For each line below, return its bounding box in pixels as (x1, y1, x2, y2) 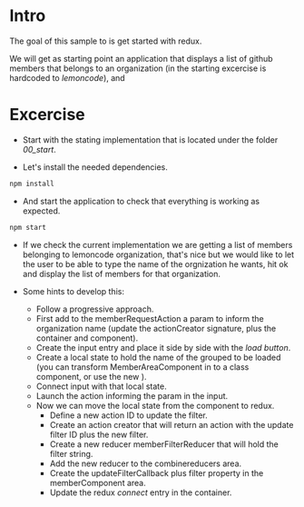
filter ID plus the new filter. (49, 429, 149, 440)
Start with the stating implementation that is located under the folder (22, 134, 279, 145)
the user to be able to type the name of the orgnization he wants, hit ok (22, 258, 289, 269)
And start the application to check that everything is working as (22, 195, 260, 206)
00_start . (22, 144, 56, 154)
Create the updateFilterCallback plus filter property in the (49, 467, 264, 478)
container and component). (35, 333, 139, 343)
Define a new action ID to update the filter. (49, 410, 208, 421)
